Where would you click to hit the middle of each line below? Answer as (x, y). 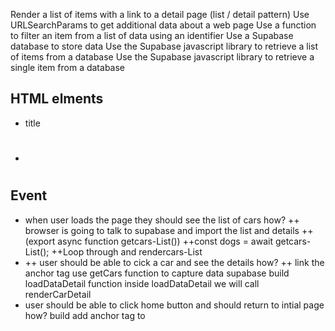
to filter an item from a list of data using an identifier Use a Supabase (152, 35)
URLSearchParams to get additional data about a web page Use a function (163, 25)
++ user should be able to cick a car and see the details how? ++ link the (174, 262)
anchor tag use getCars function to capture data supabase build (157, 273)
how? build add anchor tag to (85, 315)
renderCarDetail (58, 294)
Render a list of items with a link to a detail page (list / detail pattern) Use (160, 14)
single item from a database (68, 67)
